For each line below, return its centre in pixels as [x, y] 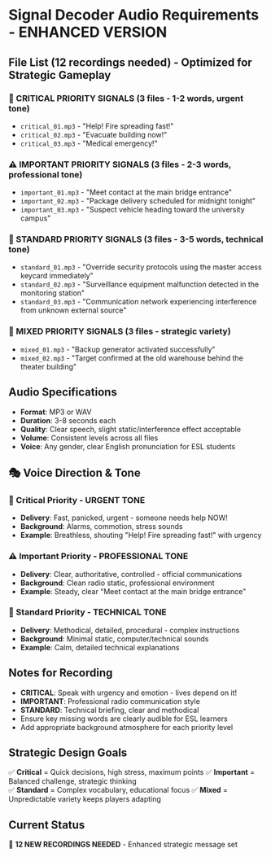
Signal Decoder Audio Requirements [133, 15]
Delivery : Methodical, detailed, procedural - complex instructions [130, 630]
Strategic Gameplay [60, 75]
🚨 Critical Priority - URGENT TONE [77, 500]
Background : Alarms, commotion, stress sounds [101, 527]
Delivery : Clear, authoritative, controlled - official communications [131, 574]
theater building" [48, 366]
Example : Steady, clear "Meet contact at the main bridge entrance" [133, 591]
